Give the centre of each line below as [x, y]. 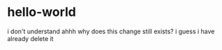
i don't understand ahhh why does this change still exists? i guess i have [111, 31]
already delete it [30, 38]
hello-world [42, 12]
